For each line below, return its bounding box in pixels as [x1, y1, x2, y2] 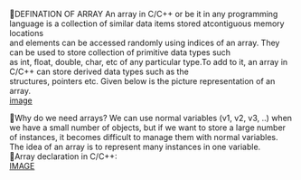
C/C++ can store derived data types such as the [9, 66, 190, 77]
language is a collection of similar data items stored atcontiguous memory [9, 18, 285, 29]
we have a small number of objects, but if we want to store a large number [9, 122, 287, 133]
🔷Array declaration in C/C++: [9, 151, 118, 162]
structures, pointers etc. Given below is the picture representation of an [9, 76, 276, 86]
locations [9, 28, 43, 38]
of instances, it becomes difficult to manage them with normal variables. [9, 132, 278, 142]
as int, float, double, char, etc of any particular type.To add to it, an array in [9, 57, 288, 67]
